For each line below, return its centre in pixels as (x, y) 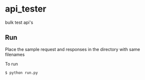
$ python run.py (21, 73)
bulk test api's (19, 22)
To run (12, 64)
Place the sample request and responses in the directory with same (72, 49)
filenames (15, 54)
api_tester (26, 9)
